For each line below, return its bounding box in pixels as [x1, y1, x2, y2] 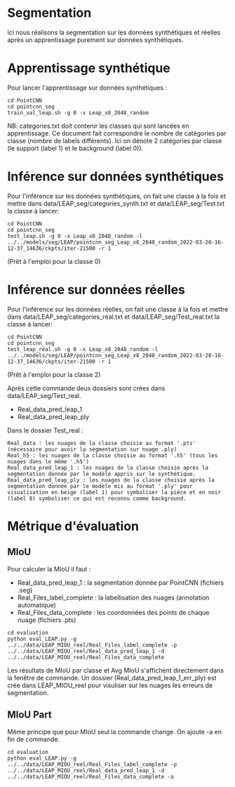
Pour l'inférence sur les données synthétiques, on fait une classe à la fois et [7, 192, 227, 200]
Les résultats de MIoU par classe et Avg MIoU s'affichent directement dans [7, 666, 224, 675]
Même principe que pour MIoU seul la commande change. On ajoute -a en [7, 727, 222, 736]
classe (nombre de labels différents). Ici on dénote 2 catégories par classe [7, 136, 222, 145]
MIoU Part [7, 709, 52, 721]
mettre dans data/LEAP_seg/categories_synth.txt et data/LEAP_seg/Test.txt [7, 199, 225, 208]
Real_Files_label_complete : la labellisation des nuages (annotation [17, 593, 210, 602]
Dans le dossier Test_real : [7, 426, 84, 435]
